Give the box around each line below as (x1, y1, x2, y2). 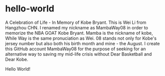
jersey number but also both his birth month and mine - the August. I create (5, 40, 160, 46)
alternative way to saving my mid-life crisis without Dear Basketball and (5, 51, 152, 57)
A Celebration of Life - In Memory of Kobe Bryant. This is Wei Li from (5, 19, 147, 25)
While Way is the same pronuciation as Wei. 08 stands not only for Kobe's (5, 35, 157, 41)
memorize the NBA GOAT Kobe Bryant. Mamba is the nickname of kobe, (5, 30, 153, 36)
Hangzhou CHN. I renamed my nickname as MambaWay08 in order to (5, 24, 149, 30)
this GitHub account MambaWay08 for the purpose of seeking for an (5, 46, 146, 52)
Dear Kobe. (5, 56, 28, 62)
